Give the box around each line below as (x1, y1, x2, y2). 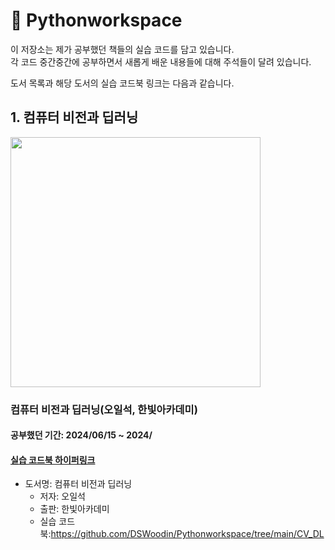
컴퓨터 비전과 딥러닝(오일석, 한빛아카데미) (10, 402, 198, 416)
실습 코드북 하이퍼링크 (10, 454, 96, 466)
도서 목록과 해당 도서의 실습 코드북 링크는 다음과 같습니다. (10, 77, 235, 89)
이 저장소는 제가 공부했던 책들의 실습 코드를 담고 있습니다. (10, 43, 235, 55)
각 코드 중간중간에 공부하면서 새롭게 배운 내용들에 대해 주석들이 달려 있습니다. (10, 55, 312, 68)
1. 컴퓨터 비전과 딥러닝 (10, 109, 139, 126)
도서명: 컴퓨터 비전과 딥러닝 (24, 478, 133, 490)
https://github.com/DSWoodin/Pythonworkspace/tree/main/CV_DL (50, 528, 325, 540)
